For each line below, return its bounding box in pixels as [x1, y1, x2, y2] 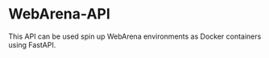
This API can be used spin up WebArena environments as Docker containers [8, 31, 262, 41]
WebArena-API [8, 5, 111, 23]
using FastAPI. [8, 39, 56, 49]
